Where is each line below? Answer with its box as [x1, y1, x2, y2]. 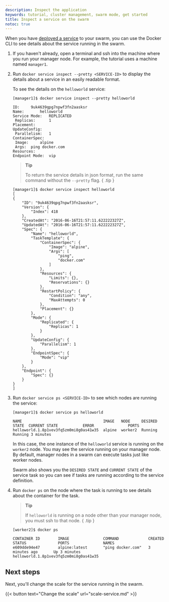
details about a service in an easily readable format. [12, 76, 120, 82]
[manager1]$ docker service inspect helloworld [12, 187, 115, 192]
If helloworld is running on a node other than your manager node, [25, 512, 162, 518]
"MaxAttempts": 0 [48, 297, 85, 303]
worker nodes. [12, 457, 43, 463]
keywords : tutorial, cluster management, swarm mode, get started [5, 12, 148, 17]
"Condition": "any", [48, 293, 92, 298]
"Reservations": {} [48, 280, 90, 285]
